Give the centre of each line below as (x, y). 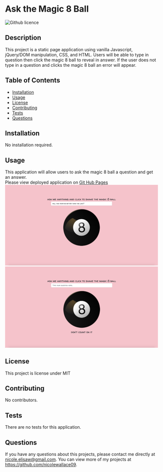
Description (23, 38)
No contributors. (21, 400)
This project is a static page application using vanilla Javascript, (69, 49)
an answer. (16, 177)
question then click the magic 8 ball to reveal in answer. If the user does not (81, 60)
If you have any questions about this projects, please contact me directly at (80, 454)
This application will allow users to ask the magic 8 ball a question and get (79, 172)
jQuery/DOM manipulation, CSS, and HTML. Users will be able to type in (77, 55)
